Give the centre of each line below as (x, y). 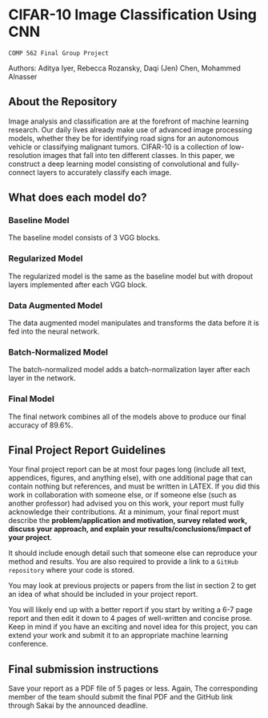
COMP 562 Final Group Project (59, 53)
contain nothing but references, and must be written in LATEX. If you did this (134, 486)
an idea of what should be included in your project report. (103, 594)
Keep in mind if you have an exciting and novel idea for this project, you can (133, 627)
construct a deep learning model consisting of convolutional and (114, 164)
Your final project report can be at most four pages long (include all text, (127, 469)
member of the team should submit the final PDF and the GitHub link (121, 697)
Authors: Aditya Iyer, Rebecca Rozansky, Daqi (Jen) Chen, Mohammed (125, 68)
